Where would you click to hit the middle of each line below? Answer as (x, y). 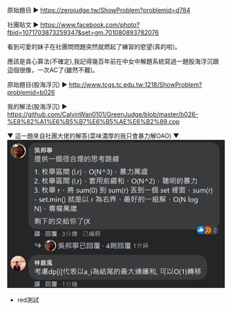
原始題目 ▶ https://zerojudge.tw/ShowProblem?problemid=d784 (99, 10)
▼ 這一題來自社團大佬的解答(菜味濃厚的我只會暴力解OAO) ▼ (93, 136)
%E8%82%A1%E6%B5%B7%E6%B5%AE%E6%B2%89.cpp (94, 122)
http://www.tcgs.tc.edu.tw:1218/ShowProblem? (135, 84)
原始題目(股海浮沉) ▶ (37, 84)
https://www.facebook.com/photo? (90, 25)
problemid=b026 (31, 92)
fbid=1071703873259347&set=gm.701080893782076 (83, 32)
